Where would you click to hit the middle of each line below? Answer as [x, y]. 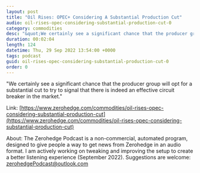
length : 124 [21, 45]
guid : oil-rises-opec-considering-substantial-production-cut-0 [87, 61]
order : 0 [17, 67]
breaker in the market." [34, 96]
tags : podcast [24, 56]
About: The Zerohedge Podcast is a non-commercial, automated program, [97, 139]
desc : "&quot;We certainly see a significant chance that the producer [97, 34]
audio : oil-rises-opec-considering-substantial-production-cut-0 [89, 23]
